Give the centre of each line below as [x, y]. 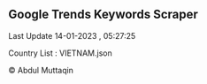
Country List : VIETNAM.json [60, 53]
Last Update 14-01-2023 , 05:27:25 [72, 35]
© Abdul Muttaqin [41, 70]
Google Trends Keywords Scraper [103, 15]
